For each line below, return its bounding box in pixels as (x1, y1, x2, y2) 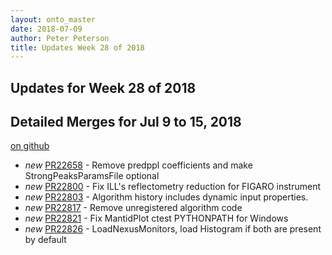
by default (24, 234, 67, 246)
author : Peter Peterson (10, 33, 110, 43)
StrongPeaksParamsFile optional (24, 170, 160, 182)
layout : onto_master (10, 14, 97, 25)
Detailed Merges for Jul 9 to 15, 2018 (10, 114, 242, 131)
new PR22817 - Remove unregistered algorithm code (24, 202, 243, 214)
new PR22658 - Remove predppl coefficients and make (24, 159, 253, 171)
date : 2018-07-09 (10, 24, 83, 34)
